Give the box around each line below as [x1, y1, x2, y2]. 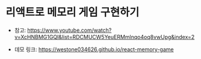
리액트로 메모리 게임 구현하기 [5, 5, 140, 19]
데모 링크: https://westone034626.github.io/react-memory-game [14, 46, 174, 53]
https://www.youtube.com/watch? [27, 26, 112, 34]
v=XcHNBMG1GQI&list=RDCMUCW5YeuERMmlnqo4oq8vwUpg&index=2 [14, 33, 195, 40]
